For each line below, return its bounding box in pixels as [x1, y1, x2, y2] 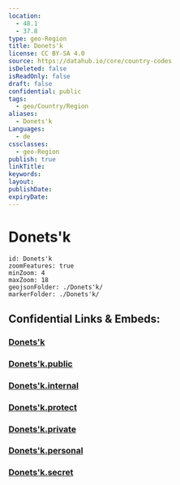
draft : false [8, 79, 53, 88]
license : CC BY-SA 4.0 [8, 49, 85, 58]
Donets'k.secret [8, 467, 74, 479]
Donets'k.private [8, 423, 77, 435]
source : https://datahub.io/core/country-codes [8, 58, 173, 66]
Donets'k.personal [8, 445, 84, 457]
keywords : [8, 170, 42, 178]
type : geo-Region [8, 34, 67, 43]
